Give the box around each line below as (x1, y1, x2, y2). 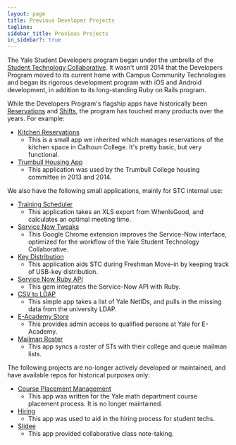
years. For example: (7, 114, 65, 123)
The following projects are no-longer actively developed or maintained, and (7, 363, 226, 372)
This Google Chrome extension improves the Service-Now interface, (27, 230, 228, 239)
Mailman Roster (17, 335, 63, 344)
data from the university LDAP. (27, 305, 118, 313)
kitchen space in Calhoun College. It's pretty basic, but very (27, 143, 202, 151)
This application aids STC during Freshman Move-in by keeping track (27, 260, 229, 268)
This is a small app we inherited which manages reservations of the (27, 135, 224, 144)
